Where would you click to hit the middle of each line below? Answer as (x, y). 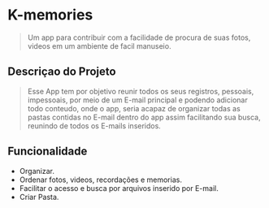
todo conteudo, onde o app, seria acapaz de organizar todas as (134, 108)
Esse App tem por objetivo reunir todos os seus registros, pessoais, (141, 91)
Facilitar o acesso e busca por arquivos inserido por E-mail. (119, 188)
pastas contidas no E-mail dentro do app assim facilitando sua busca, (144, 117)
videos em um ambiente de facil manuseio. (99, 45)
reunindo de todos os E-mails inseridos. (94, 126)
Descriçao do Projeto (62, 72)
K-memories (50, 15)
